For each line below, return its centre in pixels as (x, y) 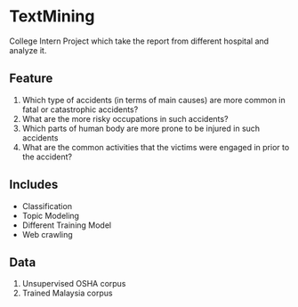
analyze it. (28, 50)
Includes (34, 185)
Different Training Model (67, 225)
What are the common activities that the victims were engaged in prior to (156, 147)
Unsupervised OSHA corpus (74, 284)
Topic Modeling (51, 215)
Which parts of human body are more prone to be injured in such (141, 128)
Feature (31, 79)
